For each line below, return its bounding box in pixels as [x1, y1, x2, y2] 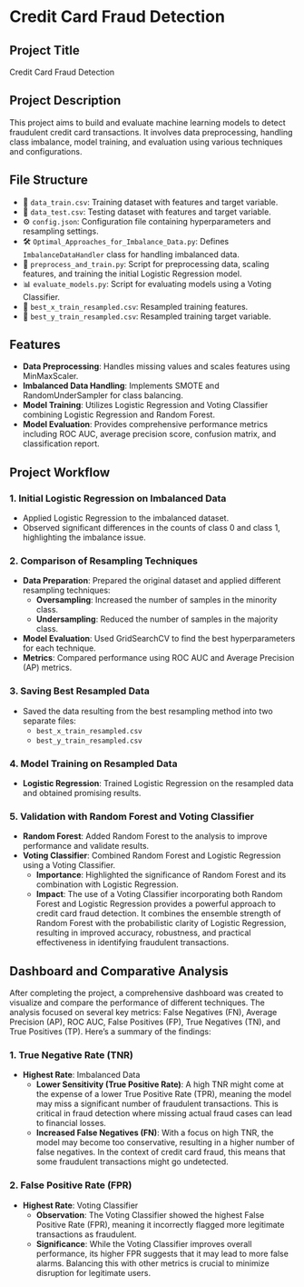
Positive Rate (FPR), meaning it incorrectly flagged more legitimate [35, 1219, 285, 1230]
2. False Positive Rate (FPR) [9, 1179, 132, 1192]
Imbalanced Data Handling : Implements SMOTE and [22, 380, 220, 392]
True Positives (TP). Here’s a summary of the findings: [9, 1026, 211, 1037]
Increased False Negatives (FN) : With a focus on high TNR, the [35, 1127, 274, 1138]
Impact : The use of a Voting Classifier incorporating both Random [35, 889, 283, 900]
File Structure [9, 173, 88, 188]
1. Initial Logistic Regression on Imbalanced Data [9, 492, 227, 504]
